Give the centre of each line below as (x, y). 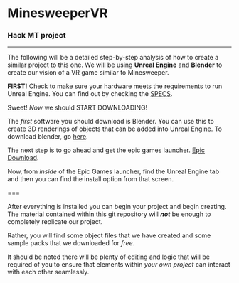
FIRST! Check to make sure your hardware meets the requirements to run (115, 86)
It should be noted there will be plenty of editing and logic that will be (108, 257)
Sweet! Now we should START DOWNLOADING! (78, 107)
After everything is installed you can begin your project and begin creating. (117, 207)
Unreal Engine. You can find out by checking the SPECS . (90, 94)
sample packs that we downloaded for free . (71, 243)
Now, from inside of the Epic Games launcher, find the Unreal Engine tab (113, 171)
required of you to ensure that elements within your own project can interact (119, 265)
